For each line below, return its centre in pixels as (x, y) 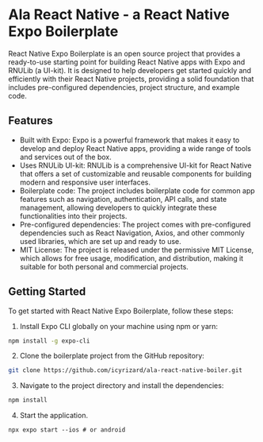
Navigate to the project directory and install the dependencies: (122, 386)
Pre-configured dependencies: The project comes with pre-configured (135, 224)
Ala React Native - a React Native (119, 15)
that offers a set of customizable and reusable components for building (135, 173)
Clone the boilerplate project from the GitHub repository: (112, 356)
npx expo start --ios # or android (67, 430)
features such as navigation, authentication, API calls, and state (123, 199)
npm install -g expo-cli (49, 341)
